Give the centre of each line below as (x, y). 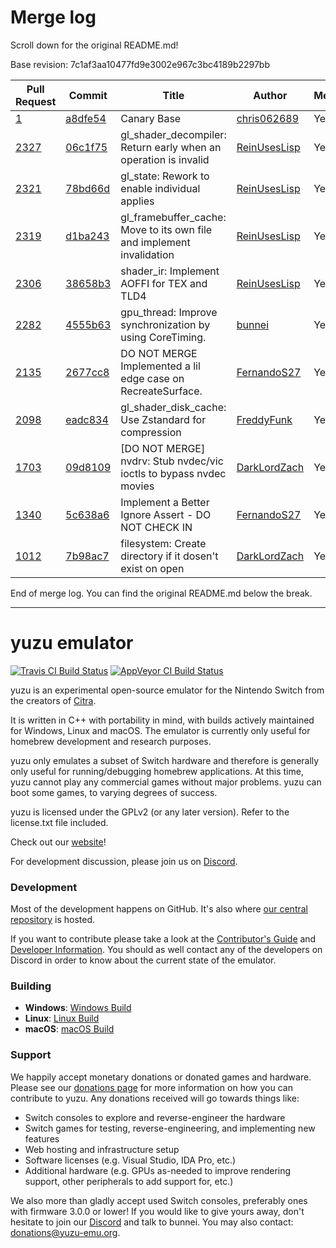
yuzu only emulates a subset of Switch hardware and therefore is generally (165, 760)
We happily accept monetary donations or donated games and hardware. (161, 1077)
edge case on (152, 378)
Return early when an (171, 147)
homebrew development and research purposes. (111, 741)
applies (137, 201)
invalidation (147, 254)
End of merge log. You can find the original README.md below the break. (161, 593)
